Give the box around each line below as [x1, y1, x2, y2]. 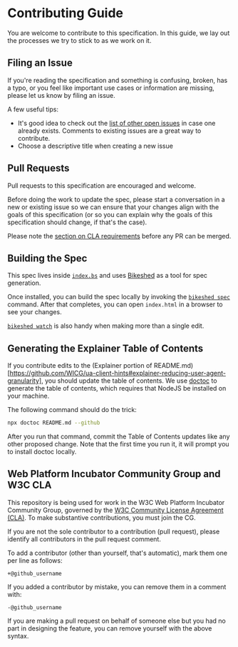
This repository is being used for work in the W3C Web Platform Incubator [7, 498, 225, 506]
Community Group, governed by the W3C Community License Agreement [7, 506, 224, 514]
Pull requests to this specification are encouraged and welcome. [7, 181, 197, 190]
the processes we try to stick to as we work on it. [7, 36, 152, 44]
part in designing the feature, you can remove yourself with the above [7, 623, 212, 633]
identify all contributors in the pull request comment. [7, 534, 162, 543]
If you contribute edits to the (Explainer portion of [7, 361, 152, 370]
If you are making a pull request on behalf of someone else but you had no [7, 616, 226, 625]
